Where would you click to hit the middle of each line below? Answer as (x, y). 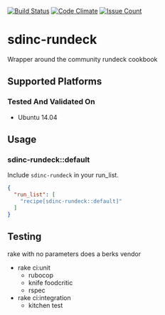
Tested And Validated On (51, 101)
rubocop (41, 275)
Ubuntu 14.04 (37, 117)
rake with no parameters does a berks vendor (74, 254)
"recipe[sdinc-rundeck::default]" (71, 201)
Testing (25, 237)
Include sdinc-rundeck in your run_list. (63, 175)
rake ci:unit (34, 267)
